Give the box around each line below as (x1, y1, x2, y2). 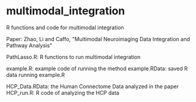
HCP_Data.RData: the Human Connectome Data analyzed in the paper (6, 82, 179, 90)
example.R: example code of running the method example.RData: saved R (6, 64, 188, 72)
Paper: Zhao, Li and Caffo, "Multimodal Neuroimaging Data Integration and (6, 35, 191, 42)
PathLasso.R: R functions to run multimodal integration (6, 53, 141, 60)
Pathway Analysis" (6, 42, 53, 49)
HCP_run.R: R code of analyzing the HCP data (6, 89, 120, 96)
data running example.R (6, 71, 65, 78)
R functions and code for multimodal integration (6, 24, 124, 31)
